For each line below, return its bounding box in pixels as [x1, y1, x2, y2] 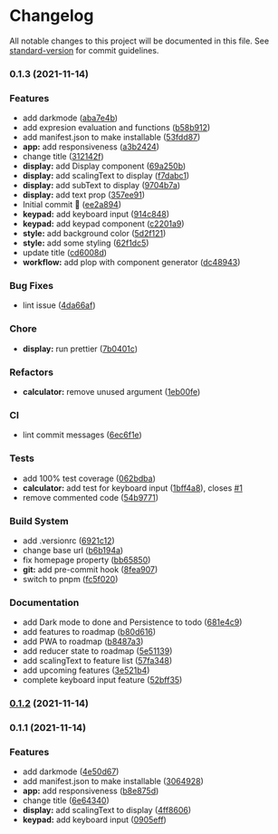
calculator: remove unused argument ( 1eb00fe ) [22, 387, 201, 398]
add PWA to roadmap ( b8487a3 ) [22, 636, 144, 647]
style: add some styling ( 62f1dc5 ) [22, 237, 149, 249]
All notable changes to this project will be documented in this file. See [9, 35, 270, 46]
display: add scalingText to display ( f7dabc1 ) [22, 170, 190, 181]
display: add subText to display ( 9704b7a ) [22, 180, 181, 191]
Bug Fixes [9, 280, 54, 292]
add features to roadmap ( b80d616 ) [22, 627, 157, 637]
